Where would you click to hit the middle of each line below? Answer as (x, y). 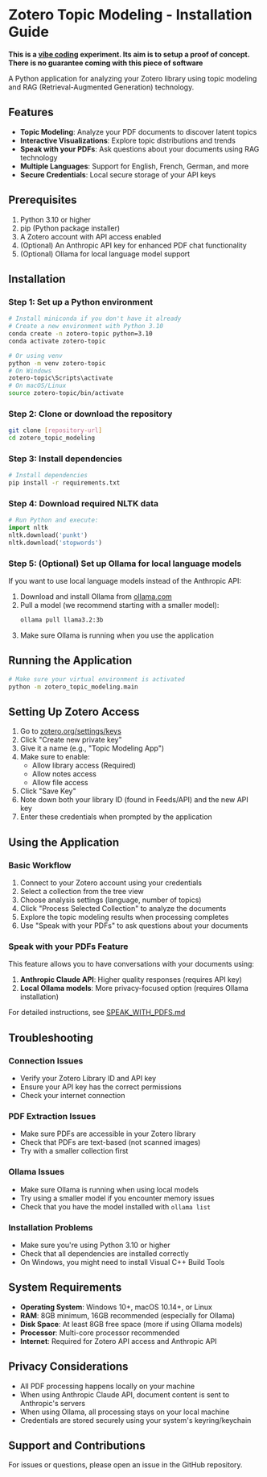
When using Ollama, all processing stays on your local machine (125, 1412)
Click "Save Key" (48, 791)
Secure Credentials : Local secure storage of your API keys (118, 174)
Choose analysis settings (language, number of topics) (111, 900)
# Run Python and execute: (53, 520)
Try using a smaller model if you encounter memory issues (117, 1198)
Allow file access (60, 783)
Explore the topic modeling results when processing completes (124, 917)
